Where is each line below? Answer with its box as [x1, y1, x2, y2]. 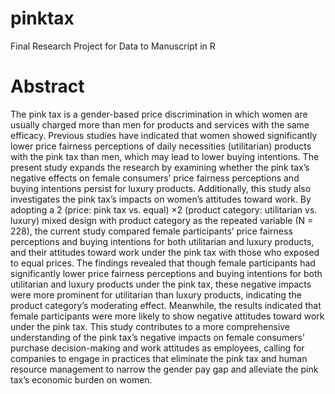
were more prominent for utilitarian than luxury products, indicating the [10, 288, 302, 301]
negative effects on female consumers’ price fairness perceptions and [10, 172, 300, 184]
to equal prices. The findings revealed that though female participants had [10, 257, 316, 269]
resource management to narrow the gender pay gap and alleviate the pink [10, 363, 319, 375]
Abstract [10, 75, 85, 98]
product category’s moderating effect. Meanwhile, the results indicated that [10, 299, 322, 311]
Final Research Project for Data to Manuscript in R [10, 40, 216, 52]
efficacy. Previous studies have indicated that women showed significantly [10, 129, 318, 141]
